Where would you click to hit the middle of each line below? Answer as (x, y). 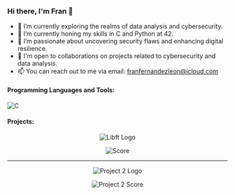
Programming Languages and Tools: (61, 89)
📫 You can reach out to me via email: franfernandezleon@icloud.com (118, 71)
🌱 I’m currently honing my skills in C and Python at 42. (95, 34)
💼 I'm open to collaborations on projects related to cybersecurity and (116, 56)
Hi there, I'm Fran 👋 (40, 11)
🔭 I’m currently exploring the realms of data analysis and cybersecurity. (120, 27)
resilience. (32, 49)
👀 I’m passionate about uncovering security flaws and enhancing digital (120, 41)
